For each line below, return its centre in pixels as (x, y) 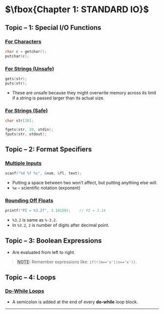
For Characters (23, 42)
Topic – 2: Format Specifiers (49, 149)
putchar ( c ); (17, 56)
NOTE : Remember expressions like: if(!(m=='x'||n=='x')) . (77, 262)
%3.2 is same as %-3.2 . (34, 220)
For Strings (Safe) (26, 111)
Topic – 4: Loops (31, 277)
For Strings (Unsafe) (30, 68)
